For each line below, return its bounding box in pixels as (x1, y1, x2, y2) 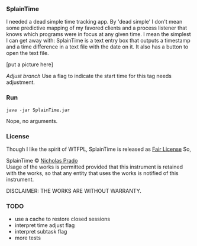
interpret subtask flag (14, 228, 67, 235)
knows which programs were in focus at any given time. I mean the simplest (6, 31, 191, 38)
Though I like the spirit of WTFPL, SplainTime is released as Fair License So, (6, 145, 191, 153)
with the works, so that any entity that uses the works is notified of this (6, 169, 179, 176)
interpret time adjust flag (14, 222, 75, 229)
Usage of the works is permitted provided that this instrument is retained (6, 163, 183, 170)
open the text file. (6, 50, 49, 57)
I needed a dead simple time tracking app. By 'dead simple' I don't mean (6, 18, 183, 25)
